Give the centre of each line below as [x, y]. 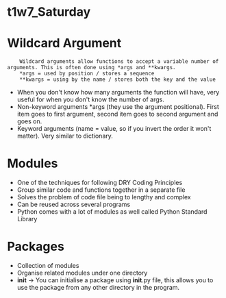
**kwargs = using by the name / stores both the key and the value [117, 79]
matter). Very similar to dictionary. [65, 136]
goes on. [29, 121]
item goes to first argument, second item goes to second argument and [117, 114]
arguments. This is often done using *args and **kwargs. [91, 68]
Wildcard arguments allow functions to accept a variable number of [119, 62]
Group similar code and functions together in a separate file [101, 190]
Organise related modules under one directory [82, 273]
